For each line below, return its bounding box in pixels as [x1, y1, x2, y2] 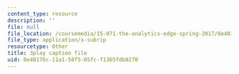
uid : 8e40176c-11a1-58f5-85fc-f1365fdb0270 [7, 56, 139, 63]
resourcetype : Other [7, 43, 69, 50]
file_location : [7, 30, 53, 37]
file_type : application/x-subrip [7, 37, 107, 44]
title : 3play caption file [7, 50, 87, 57]
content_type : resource [7, 10, 78, 18]
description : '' [7, 17, 55, 24]
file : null [7, 23, 40, 30]
